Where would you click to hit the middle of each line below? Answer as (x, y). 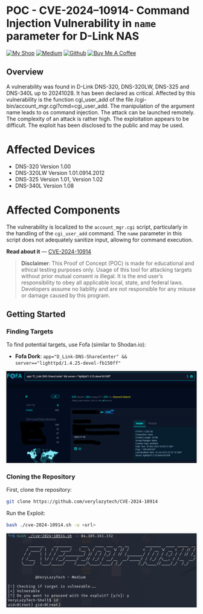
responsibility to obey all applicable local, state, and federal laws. (102, 283)
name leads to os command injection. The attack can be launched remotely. (101, 112)
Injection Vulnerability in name (81, 23)
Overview (25, 72)
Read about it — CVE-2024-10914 (49, 251)
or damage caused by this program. (66, 295)
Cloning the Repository (41, 477)
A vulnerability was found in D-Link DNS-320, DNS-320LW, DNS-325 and (98, 87)
